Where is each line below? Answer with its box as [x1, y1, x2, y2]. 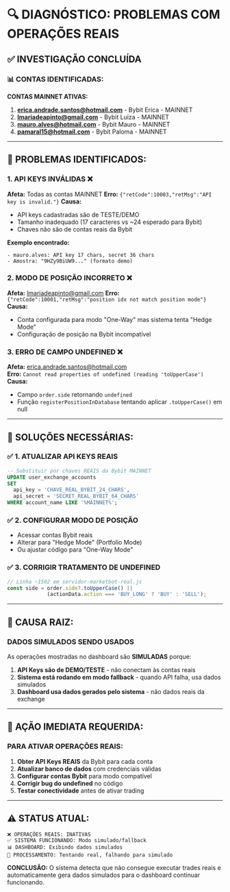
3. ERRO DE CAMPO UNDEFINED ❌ [7, 347, 123, 356]
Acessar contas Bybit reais [16, 531, 93, 539]
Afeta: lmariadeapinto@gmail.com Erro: [7, 288, 120, 297]
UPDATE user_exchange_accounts [7, 473, 97, 481]
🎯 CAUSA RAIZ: [7, 616, 74, 628]
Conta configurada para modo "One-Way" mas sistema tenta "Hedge [16, 315, 212, 323]
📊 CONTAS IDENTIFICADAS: [7, 74, 104, 84]
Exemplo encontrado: [7, 238, 70, 247]
